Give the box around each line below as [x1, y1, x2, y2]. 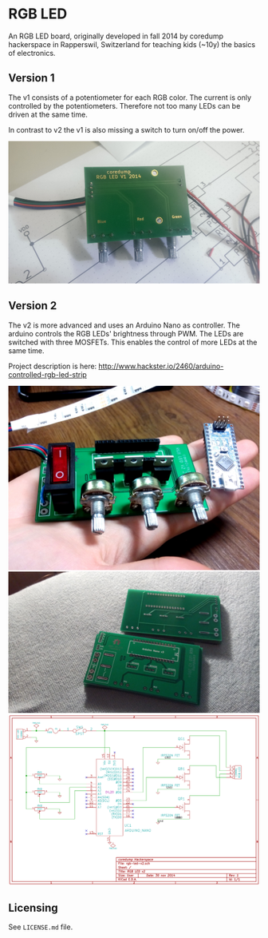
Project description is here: [8, 361, 97, 371]
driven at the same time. [8, 109, 88, 119]
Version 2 [8, 299, 57, 312]
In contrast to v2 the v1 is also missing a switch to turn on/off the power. [8, 125, 245, 134]
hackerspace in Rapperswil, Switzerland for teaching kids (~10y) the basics [8, 39, 256, 49]
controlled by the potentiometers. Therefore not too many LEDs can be [8, 101, 241, 110]
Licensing [8, 900, 58, 915]
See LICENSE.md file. [8, 922, 73, 932]
